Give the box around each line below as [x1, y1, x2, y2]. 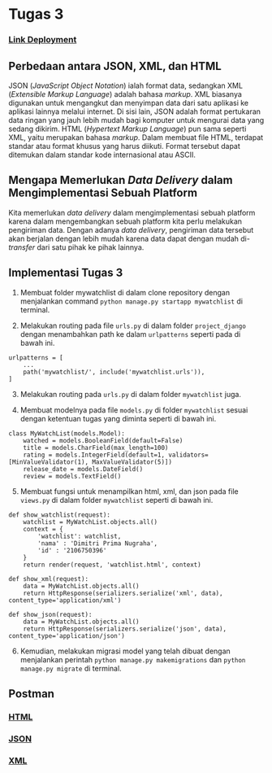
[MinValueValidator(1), [8, 457, 89, 466]
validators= [167, 451, 209, 459]
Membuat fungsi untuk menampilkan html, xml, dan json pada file [19, 486, 239, 496]
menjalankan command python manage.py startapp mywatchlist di [19, 296, 244, 306]
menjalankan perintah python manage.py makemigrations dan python [19, 654, 246, 664]
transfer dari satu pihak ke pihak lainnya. [8, 242, 145, 252]
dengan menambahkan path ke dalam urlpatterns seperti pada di [19, 329, 241, 338]
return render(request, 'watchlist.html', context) [23, 561, 201, 569]
